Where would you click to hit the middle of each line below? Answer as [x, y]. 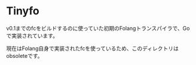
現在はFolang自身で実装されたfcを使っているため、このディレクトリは [93, 48]
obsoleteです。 [24, 55]
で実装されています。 [32, 35]
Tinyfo [23, 11]
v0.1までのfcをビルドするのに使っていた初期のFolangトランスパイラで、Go [98, 28]
